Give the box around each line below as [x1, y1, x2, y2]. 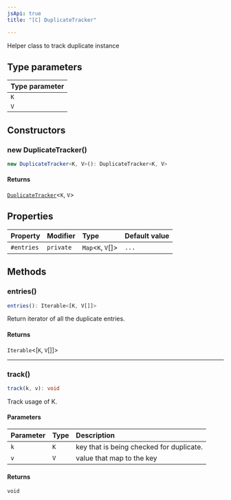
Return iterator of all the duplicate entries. [7, 314, 125, 323]
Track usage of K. [7, 397, 58, 406]
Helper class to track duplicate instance [7, 41, 120, 50]
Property [10, 231, 41, 241]
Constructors [7, 124, 66, 136]
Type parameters [7, 61, 82, 73]
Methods [7, 266, 47, 278]
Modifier [47, 231, 76, 241]
